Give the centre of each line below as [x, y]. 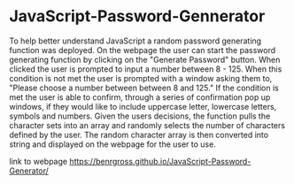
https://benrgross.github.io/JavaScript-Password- [160, 161]
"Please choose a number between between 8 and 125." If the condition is [144, 88]
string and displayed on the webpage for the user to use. [113, 144]
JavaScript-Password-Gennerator [137, 16]
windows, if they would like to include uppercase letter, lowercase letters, [143, 106]
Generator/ [29, 171]
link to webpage [39, 161]
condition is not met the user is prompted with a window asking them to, [141, 78]
